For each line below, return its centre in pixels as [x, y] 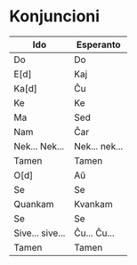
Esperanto [99, 44]
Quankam [34, 204]
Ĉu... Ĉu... [94, 233]
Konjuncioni [55, 16]
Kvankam [93, 204]
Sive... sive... [40, 233]
